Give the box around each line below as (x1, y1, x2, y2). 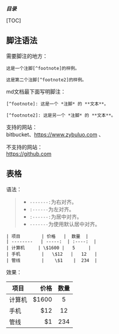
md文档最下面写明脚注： (6, 88, 66, 95)
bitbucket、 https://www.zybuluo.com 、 (6, 131, 104, 138)
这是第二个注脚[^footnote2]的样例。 (6, 76, 87, 83)
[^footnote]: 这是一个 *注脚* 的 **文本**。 (6, 101, 109, 107)
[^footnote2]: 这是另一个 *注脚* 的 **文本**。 (6, 112, 116, 118)
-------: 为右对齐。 (29, 198, 77, 205)
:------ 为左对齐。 (29, 205, 75, 213)
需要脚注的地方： (6, 52, 48, 59)
